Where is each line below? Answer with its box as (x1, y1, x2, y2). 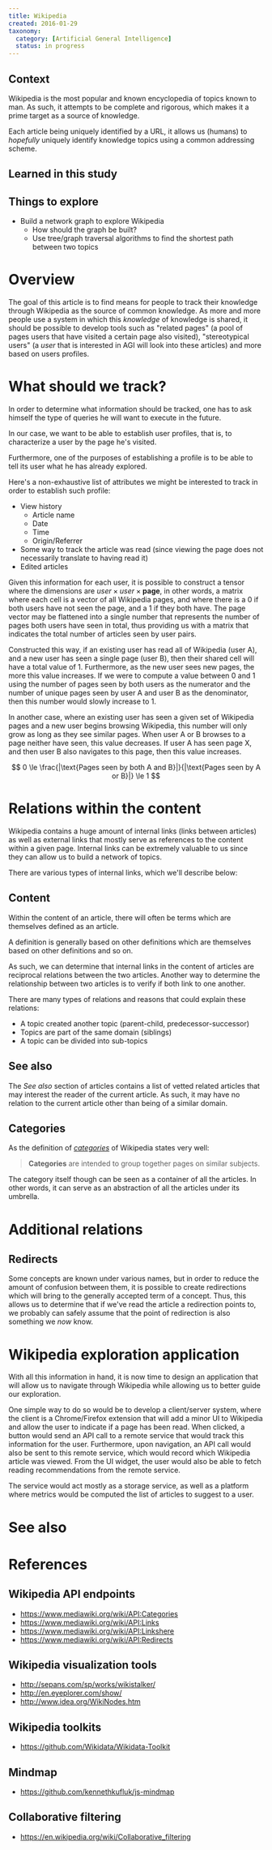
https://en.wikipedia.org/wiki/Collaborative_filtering (19, 1831, 192, 1841)
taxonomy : (8, 27, 42, 35)
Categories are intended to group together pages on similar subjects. (28, 1158, 261, 1168)
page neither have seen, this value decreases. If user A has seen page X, (8, 739, 253, 748)
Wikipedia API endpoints (8, 1587, 136, 1601)
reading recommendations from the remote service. (8, 1465, 181, 1475)
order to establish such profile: (8, 486, 111, 495)
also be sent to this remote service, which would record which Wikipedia (8, 1448, 251, 1458)
